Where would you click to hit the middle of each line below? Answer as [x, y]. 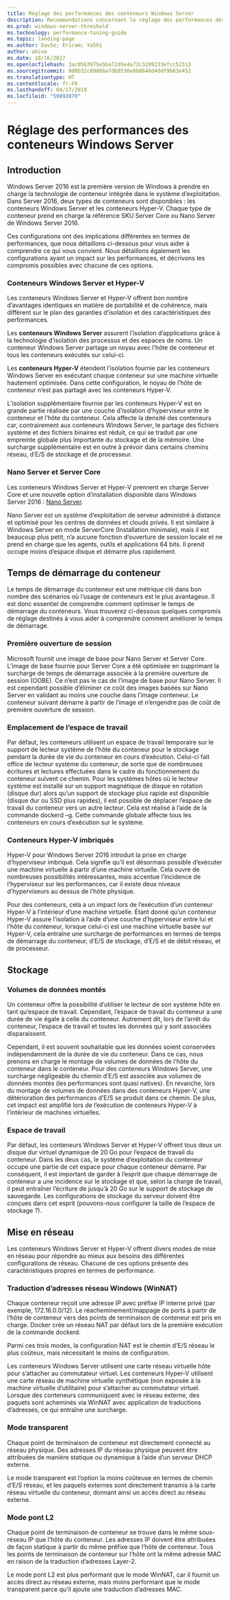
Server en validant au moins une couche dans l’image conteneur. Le [103, 695]
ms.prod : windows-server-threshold [58, 26]
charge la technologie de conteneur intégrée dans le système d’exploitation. [114, 194]
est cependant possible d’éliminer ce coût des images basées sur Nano [108, 688]
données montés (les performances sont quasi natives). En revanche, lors [111, 1083]
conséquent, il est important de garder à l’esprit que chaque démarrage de [112, 1174]
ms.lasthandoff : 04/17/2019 [47, 90]
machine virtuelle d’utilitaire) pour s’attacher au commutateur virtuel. [103, 1388]
